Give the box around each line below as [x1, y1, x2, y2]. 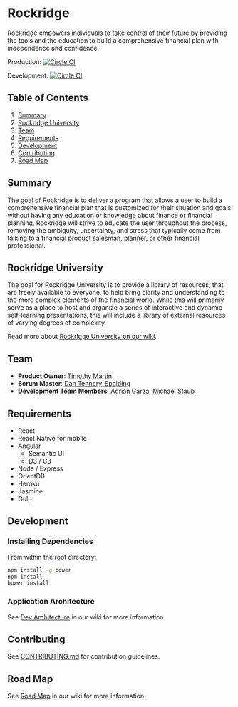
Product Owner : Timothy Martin [17, 372, 113, 380]
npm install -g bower [7, 566, 72, 574]
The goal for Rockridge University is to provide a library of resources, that [7, 281, 224, 289]
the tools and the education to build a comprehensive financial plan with [7, 36, 219, 44]
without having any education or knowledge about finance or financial [7, 211, 213, 219]
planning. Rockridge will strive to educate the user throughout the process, [7, 219, 227, 227]
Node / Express [17, 464, 64, 473]
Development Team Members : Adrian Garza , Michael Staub [17, 387, 195, 396]
